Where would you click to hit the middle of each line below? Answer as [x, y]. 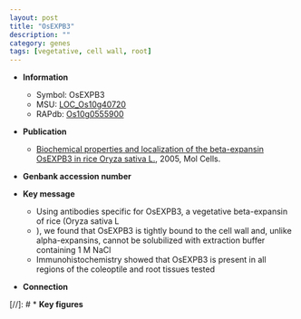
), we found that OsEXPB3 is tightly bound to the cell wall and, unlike [164, 231]
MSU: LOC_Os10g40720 [81, 104]
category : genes [40, 43]
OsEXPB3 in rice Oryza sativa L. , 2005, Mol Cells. [128, 159]
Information [45, 77]
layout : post [34, 18]
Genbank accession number [77, 177]
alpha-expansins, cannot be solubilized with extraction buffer [150, 240]
